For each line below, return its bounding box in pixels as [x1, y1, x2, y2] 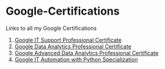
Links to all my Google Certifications [5, 24, 97, 32]
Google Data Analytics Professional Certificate [14, 43, 132, 50]
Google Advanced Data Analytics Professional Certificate [14, 49, 159, 56]
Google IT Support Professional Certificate [14, 36, 122, 43]
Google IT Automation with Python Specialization [14, 56, 138, 63]
